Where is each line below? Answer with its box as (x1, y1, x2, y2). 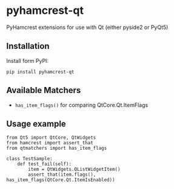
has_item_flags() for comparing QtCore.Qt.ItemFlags (15, 101, 149, 109)
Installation (6, 41, 50, 51)
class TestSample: (6, 156, 53, 162)
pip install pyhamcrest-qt (6, 69, 75, 75)
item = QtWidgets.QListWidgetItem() (28, 167, 121, 173)
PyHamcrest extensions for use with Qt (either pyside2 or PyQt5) (6, 24, 169, 31)
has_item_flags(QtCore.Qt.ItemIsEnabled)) (6, 177, 115, 183)
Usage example (6, 118, 67, 129)
